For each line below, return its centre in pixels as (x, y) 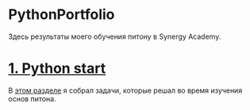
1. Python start (57, 68)
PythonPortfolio (62, 15)
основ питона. (33, 99)
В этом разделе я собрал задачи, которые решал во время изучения (125, 90)
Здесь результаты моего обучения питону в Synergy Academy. (115, 36)
